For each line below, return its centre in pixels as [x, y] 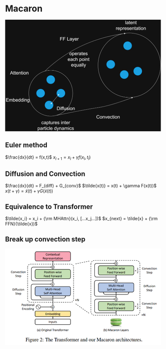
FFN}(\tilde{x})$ [21, 224]
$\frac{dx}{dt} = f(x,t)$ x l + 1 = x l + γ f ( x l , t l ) [48, 158]
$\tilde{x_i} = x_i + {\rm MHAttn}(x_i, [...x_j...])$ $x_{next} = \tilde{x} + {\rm [82, 218]
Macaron [24, 9]
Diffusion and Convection [45, 174]
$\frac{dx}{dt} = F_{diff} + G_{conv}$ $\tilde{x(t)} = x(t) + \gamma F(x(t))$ [81, 186]
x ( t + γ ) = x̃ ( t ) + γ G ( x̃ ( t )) [29, 191]
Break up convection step [45, 239]
